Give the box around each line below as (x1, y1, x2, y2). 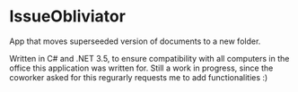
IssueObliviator (9, 6, 126, 27)
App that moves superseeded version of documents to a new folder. (9, 36, 261, 46)
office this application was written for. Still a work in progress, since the (9, 63, 274, 73)
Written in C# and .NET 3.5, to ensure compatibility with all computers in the (9, 53, 290, 63)
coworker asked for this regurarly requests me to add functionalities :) (9, 71, 268, 82)
